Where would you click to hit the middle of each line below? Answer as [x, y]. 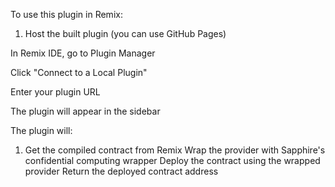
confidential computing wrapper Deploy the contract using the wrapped [172, 160]
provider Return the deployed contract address [121, 171]
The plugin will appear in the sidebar [85, 111]
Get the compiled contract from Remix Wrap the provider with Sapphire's [175, 150]
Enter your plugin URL [55, 92]
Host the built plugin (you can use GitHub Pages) [125, 33]
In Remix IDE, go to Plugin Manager [83, 53]
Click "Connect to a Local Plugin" [79, 72]
